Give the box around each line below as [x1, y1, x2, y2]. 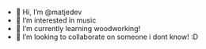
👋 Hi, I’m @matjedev [15, 8, 82, 16]
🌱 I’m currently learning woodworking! [15, 24, 141, 33]
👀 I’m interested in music [15, 16, 97, 25]
